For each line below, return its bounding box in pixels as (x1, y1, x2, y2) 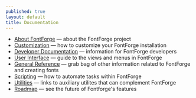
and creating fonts (14, 67, 59, 74)
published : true (5, 8, 45, 15)
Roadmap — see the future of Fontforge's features (14, 86, 137, 93)
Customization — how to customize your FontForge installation (14, 42, 166, 49)
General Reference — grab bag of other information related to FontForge (14, 60, 191, 67)
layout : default (5, 14, 45, 20)
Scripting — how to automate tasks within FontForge (14, 73, 142, 80)
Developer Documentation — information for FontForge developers (14, 48, 177, 55)
